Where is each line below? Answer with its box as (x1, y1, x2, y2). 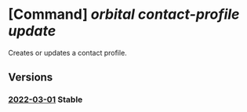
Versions (8, 70, 53, 84)
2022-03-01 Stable (8, 94, 83, 105)
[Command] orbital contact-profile (8, 5, 240, 23)
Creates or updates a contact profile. (8, 48, 127, 57)
